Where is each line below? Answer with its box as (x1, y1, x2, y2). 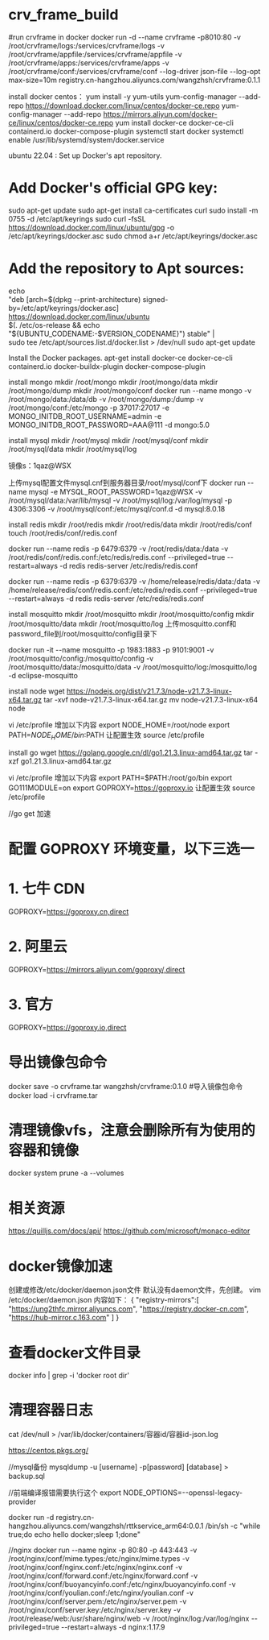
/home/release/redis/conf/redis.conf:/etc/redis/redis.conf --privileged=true (8, 585, 258, 594)
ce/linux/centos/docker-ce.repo (8, 118, 114, 127)
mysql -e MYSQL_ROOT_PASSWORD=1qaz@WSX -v (28, 487, 203, 496)
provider (8, 1497, 36, 1507)
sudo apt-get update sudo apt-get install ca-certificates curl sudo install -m (8, 205, 259, 215)
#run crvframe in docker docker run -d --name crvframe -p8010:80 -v (8, 32, 241, 42)
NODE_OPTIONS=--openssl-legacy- (123, 1488, 243, 1497)
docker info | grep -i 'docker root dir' (8, 1371, 130, 1381)
